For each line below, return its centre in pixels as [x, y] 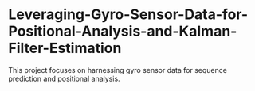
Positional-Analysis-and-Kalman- [123, 31]
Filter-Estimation [65, 48]
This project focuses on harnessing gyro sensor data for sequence [118, 70]
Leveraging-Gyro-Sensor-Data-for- [128, 15]
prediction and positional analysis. [65, 78]
